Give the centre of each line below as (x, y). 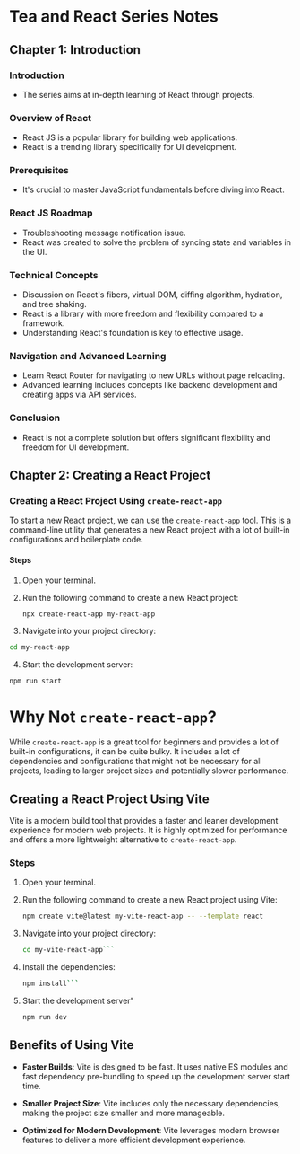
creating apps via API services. (79, 395)
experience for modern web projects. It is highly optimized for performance (148, 830)
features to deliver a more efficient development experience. (134, 1140)
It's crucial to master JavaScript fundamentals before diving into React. (153, 189)
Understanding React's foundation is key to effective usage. (133, 333)
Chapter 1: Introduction (75, 50)
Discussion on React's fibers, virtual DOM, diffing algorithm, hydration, (152, 295)
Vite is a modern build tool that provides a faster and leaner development (144, 820)
